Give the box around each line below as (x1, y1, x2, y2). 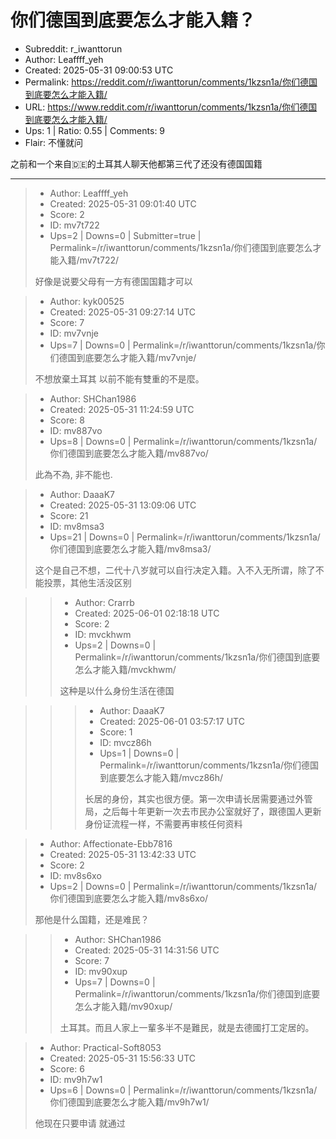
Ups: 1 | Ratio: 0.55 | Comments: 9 (24, 124, 166, 136)
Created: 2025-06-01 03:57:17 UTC (99, 715, 245, 727)
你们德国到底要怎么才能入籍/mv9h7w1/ (49, 1096, 210, 1108)
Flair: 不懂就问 (24, 136, 83, 148)
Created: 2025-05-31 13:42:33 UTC (49, 848, 197, 860)
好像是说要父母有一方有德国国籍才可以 (34, 275, 193, 287)
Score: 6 (49, 1062, 85, 1075)
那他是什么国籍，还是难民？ (34, 913, 150, 925)
